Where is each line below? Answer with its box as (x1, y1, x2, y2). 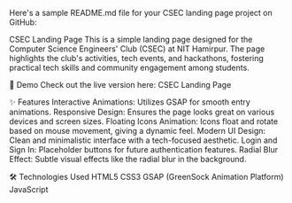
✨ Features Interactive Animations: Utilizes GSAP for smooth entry (9, 97, 250, 107)
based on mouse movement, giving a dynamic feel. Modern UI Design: (9, 126, 266, 136)
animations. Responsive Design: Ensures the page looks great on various (9, 106, 275, 117)
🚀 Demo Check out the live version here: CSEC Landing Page (9, 80, 232, 90)
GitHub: (9, 17, 37, 27)
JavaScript (9, 184, 49, 194)
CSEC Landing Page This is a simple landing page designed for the (9, 35, 253, 44)
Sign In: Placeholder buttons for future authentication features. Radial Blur (9, 144, 279, 154)
